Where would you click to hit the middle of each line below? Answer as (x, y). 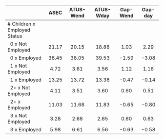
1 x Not (19, 66)
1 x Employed (26, 80)
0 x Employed (26, 58)
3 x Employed (26, 130)
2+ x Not (20, 88)
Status (15, 36)
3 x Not (19, 115)
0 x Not (19, 44)
